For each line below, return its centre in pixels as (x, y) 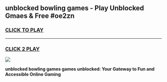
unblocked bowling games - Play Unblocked (75, 8)
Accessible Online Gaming (33, 74)
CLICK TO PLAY (24, 30)
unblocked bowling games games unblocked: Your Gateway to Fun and (80, 69)
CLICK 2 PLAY (22, 49)
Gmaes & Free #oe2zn (40, 16)
